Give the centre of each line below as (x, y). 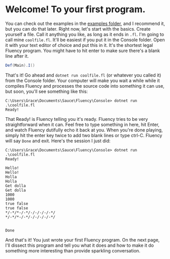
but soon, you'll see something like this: (46, 91)
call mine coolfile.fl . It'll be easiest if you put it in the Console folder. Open (85, 40)
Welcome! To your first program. (75, 9)
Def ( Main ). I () (20, 65)
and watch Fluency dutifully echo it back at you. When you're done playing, (84, 130)
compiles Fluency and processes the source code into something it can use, (85, 86)
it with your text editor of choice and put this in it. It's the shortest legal (79, 45)
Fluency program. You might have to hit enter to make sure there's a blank (83, 50)
